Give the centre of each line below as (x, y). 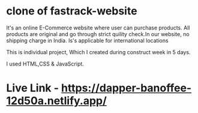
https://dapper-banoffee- (126, 88)
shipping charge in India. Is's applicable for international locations (88, 40)
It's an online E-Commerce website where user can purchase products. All (98, 28)
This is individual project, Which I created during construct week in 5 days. (98, 52)
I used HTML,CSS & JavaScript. (45, 64)
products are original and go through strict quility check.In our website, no (98, 34)
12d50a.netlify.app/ (56, 101)
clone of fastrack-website (72, 11)
